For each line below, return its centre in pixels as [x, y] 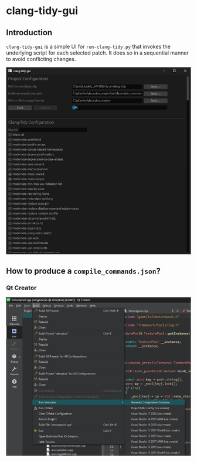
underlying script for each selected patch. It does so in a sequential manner [97, 53]
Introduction [29, 33]
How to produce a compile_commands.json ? [84, 271]
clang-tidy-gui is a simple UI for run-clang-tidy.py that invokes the [89, 46]
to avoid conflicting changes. [41, 59]
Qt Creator [21, 288]
